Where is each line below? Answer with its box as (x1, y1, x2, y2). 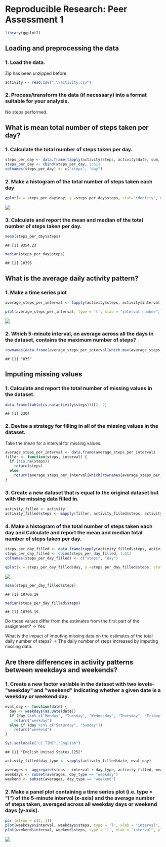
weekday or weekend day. (5, 693, 69, 700)
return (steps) (14, 463, 43, 469)
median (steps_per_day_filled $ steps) (5, 601, 81, 606)
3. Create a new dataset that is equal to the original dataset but (5, 489, 159, 496)
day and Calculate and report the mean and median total (5, 529, 143, 536)
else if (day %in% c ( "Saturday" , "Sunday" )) (9, 723, 103, 728)
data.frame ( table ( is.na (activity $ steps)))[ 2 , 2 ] (5, 402, 107, 407)
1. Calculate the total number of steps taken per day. (5, 146, 133, 153)
